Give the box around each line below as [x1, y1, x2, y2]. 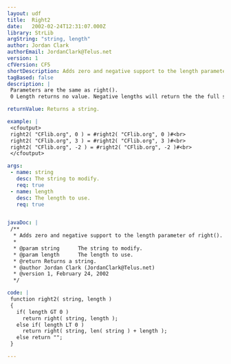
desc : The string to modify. [16, 175, 100, 182]
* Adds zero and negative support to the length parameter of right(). [13, 232, 223, 239]
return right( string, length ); [22, 314, 118, 322]
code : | [7, 290, 30, 297]
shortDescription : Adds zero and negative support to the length [7, 67, 198, 74]
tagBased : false [7, 74, 54, 81]
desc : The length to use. [16, 194, 91, 202]
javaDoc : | [7, 220, 38, 226]
